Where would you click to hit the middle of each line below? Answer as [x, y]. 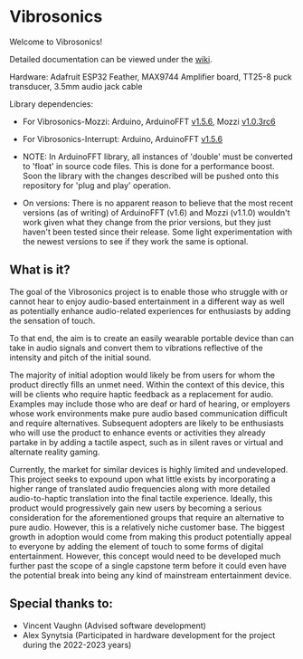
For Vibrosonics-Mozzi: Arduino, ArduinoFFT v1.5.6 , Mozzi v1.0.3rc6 [149, 121]
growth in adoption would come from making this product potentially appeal [151, 537]
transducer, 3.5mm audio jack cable [76, 86]
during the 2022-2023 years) [77, 645]
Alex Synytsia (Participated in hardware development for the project [149, 635]
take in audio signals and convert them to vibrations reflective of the [137, 348]
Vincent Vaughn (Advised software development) [114, 626]
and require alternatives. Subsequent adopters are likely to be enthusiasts [147, 423]
